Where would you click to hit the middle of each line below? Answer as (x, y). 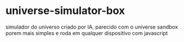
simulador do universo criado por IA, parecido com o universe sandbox (92, 27)
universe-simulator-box (65, 11)
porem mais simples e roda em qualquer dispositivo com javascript (87, 33)
